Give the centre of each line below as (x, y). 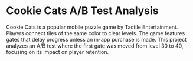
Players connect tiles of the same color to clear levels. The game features (96, 33)
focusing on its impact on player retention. (58, 52)
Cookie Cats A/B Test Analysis (82, 11)
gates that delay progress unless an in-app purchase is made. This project (97, 39)
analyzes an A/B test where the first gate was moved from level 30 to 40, (95, 46)
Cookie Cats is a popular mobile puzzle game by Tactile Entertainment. (92, 27)
